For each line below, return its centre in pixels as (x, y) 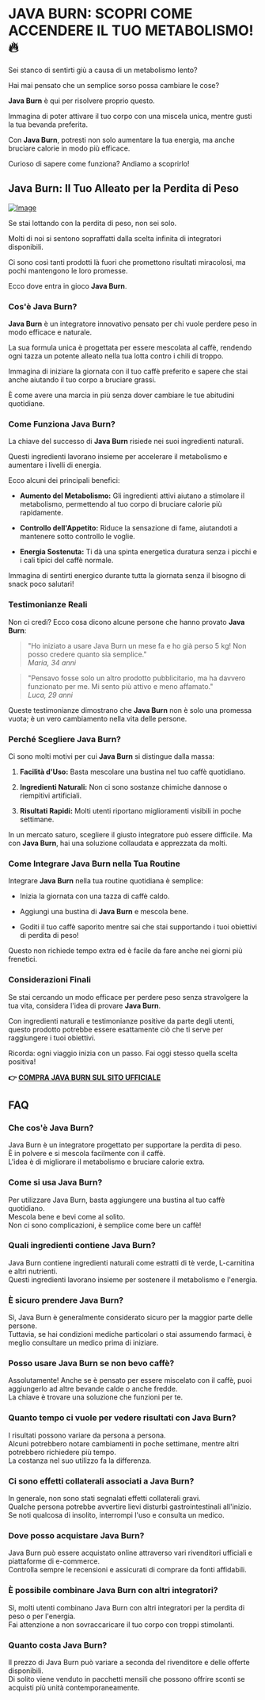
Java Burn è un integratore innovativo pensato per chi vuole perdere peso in (132, 324)
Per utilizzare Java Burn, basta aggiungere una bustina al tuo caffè (117, 1200)
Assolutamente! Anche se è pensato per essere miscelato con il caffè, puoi (130, 1380)
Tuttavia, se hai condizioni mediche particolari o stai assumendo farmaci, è (130, 1334)
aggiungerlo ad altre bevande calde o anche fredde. (93, 1389)
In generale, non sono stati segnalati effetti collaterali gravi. (104, 1498)
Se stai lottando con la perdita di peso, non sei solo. (93, 223)
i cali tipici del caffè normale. (66, 561)
